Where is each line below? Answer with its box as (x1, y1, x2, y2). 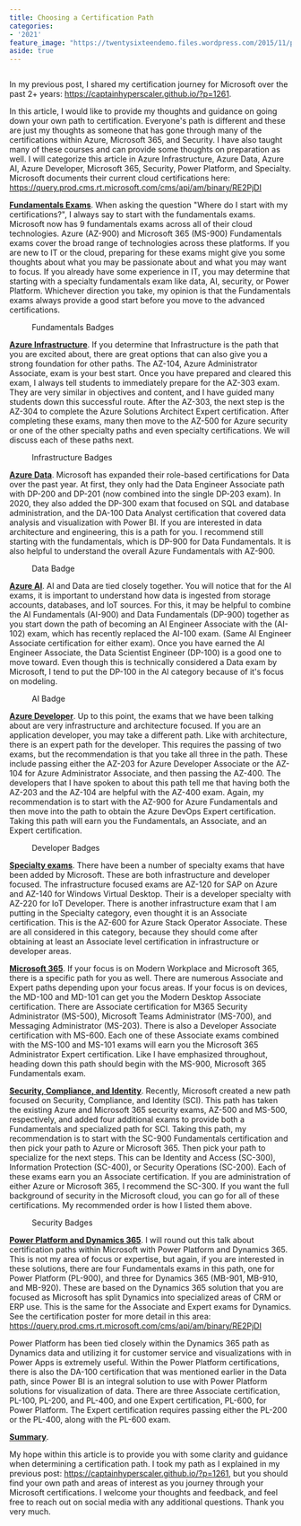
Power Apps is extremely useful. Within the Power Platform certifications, (9, 1357, 280, 1368)
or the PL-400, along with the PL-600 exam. (9, 1415, 172, 1425)
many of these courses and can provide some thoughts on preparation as (9, 145, 280, 155)
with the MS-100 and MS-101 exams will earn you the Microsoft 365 (9, 1039, 259, 1050)
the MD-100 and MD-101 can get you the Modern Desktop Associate (9, 992, 262, 1003)
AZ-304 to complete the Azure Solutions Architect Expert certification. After (9, 406, 289, 417)
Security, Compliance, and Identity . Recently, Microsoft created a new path (9, 1085, 291, 1096)
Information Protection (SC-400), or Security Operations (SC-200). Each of (9, 1162, 287, 1172)
